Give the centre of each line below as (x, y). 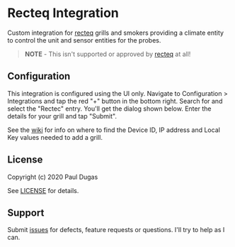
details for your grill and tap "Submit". (62, 116)
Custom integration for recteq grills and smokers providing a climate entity (116, 33)
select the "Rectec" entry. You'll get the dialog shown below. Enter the (109, 109)
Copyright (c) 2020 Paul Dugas (53, 177)
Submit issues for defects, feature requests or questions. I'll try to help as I (116, 230)
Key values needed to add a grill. (55, 137)
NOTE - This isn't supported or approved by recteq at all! (108, 54)
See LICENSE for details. (43, 190)
